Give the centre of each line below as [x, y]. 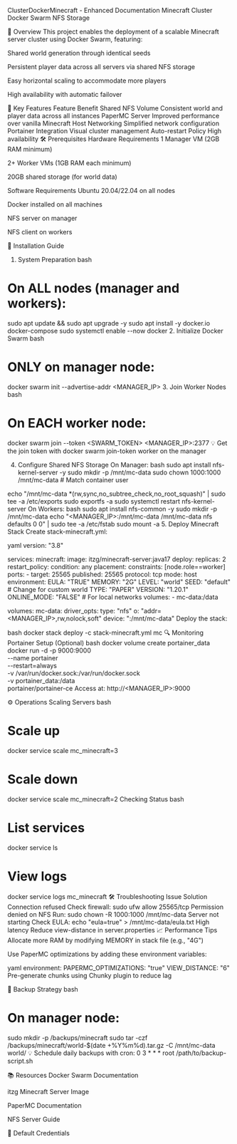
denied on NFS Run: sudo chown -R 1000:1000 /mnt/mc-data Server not [113, 914]
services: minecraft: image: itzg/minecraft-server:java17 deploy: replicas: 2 [117, 559]
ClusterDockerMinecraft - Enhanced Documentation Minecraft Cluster [110, 10]
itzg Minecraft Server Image [48, 1091]
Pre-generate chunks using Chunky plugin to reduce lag [90, 975]
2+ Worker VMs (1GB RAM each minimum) [69, 163]
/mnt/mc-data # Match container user [73, 479]
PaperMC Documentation [44, 1105]
